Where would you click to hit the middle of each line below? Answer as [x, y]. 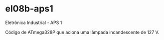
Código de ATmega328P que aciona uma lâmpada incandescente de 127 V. [82, 32]
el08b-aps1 [29, 9]
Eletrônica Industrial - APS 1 [34, 22]
